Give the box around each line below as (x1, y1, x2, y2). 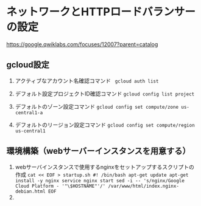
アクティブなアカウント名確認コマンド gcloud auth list (15, 77, 159, 84)
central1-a (15, 109, 43, 115)
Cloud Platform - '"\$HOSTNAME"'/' (15, 183, 106, 189)
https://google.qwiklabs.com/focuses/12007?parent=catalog (6, 40, 158, 48)
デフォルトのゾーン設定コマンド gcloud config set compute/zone (15, 103, 178, 110)
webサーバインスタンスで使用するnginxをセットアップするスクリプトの (15, 163, 195, 170)
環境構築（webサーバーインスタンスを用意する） (6, 146, 191, 156)
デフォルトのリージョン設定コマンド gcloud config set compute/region (15, 121, 195, 128)
